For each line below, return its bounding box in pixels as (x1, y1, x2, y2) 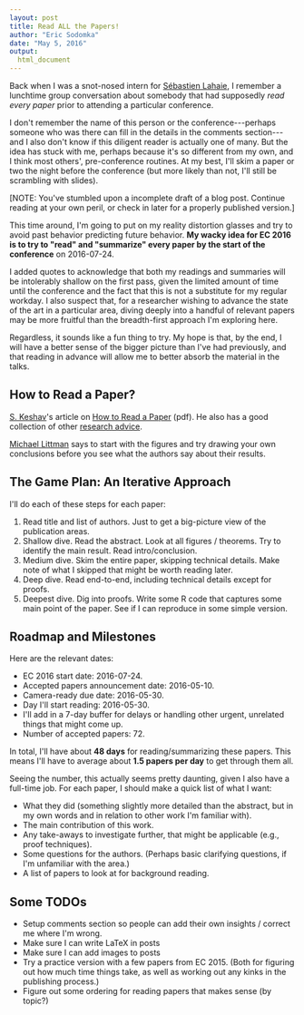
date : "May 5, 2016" (9, 38, 88, 48)
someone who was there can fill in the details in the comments (9, 127, 243, 137)
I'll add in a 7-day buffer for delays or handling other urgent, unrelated (22, 709, 285, 720)
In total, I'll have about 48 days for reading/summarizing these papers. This (9, 746, 292, 757)
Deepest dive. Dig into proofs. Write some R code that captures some (22, 593, 282, 604)
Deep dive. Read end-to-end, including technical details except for (22, 573, 272, 585)
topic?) (22, 995, 49, 1007)
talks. (9, 361, 30, 372)
